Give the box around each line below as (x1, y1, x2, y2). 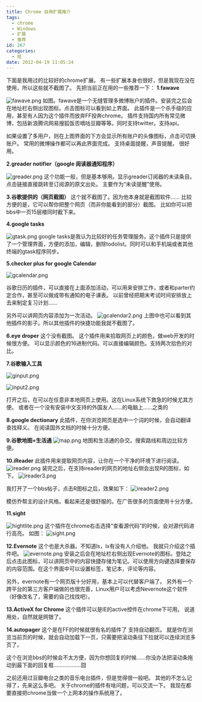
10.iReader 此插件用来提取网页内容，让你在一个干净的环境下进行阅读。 (6, 457, 182, 464)
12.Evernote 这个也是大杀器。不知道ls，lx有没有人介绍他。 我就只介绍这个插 (6, 542, 195, 550)
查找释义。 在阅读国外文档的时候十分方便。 (6, 424, 113, 431)
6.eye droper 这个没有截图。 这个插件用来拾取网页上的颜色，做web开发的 (6, 332, 189, 339)
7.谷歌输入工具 (6, 359, 43, 367)
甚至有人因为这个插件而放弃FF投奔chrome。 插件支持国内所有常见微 (16, 112, 186, 119)
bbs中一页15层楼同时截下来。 (6, 208, 79, 216)
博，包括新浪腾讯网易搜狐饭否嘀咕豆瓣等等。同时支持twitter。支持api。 (6, 119, 182, 126)
